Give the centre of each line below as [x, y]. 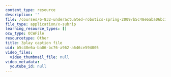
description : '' [22, 15]
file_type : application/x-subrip [41, 24]
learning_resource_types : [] [36, 29]
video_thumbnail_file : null [40, 57]
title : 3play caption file [34, 43]
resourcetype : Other [27, 38]
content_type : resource [31, 10]
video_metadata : [22, 62]
